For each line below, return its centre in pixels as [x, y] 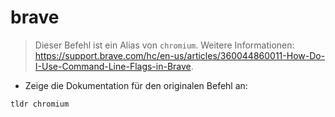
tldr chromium [40, 104]
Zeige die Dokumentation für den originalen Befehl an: [136, 85]
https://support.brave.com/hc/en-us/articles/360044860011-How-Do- [180, 55]
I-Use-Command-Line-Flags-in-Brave [113, 66]
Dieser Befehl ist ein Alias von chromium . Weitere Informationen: [164, 45]
